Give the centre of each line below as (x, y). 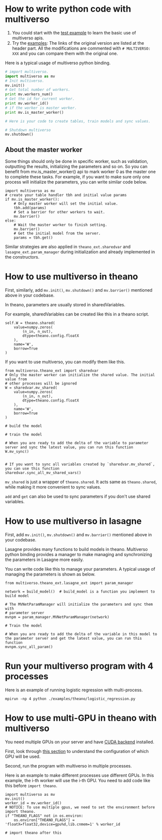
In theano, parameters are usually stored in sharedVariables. (65, 305)
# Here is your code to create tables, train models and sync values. (78, 121)
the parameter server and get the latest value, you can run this (73, 638)
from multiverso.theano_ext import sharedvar (52, 371)
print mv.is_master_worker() (34, 112)
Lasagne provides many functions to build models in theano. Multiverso (76, 549)
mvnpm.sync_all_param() (29, 647)
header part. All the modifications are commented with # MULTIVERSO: (81, 48)
